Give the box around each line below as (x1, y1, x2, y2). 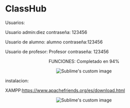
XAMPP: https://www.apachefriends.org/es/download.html (5, 87, 125, 93)
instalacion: (5, 77, 29, 83)
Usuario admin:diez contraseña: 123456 (5, 29, 87, 35)
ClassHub (5, 3, 46, 14)
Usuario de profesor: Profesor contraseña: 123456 (5, 48, 109, 54)
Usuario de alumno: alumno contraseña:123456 (5, 38, 103, 45)
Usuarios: (5, 19, 25, 25)
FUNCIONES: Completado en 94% (48, 58, 120, 64)
